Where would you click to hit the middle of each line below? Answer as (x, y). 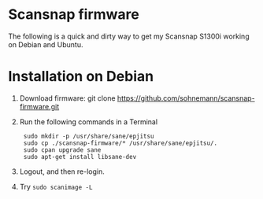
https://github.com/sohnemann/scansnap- (186, 98)
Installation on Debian (81, 77)
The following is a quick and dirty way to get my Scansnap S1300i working (129, 36)
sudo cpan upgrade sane (62, 150)
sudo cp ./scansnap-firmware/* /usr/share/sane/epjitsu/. (120, 143)
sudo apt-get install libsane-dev (80, 157)
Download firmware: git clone (67, 98)
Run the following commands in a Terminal (89, 122)
